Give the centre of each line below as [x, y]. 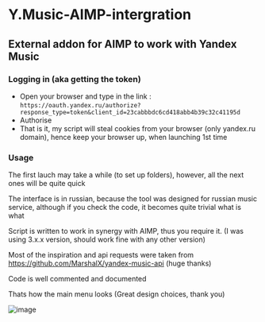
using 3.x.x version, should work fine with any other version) [107, 239]
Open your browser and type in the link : [86, 96]
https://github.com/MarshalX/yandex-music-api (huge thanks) [110, 263]
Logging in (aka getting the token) [75, 79]
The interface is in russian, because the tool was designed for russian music [133, 199]
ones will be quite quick [47, 184]
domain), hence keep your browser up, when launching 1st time [123, 137]
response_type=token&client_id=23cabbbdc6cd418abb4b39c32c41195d [130, 112]
